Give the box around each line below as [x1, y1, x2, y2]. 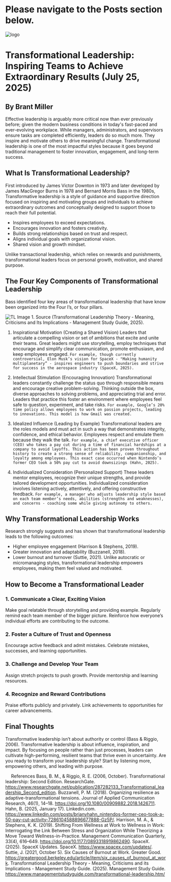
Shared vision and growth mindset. [12, 241, 86, 247]
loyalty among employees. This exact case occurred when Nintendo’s [12, 456, 162, 461]
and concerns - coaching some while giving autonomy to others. [12, 501, 153, 506]
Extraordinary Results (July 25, [5, 71, 140, 83]
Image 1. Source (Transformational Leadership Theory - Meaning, [17, 314, 155, 320]
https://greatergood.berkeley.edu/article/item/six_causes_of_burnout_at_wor [5, 854, 166, 861]
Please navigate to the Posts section [5, 4, 163, 15]
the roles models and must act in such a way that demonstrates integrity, [12, 426, 166, 432]
